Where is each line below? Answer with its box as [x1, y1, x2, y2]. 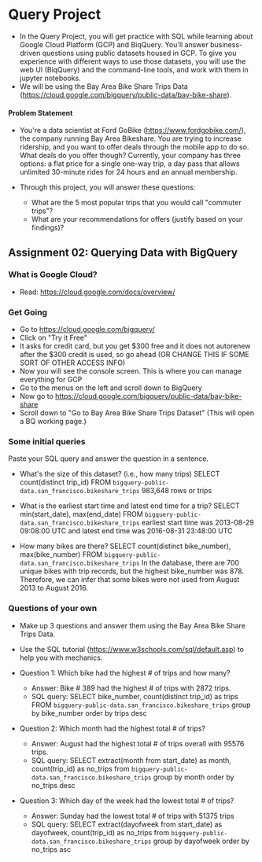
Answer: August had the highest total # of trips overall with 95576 [31, 739, 245, 748]
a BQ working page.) [19, 417, 87, 426]
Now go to [19, 392, 54, 401]
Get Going [8, 307, 48, 318]
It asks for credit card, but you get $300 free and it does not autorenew [19, 341, 251, 351]
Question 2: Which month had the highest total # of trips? [19, 724, 206, 733]
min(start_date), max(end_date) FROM [19, 510, 143, 519]
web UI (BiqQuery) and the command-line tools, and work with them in [19, 64, 249, 74]
